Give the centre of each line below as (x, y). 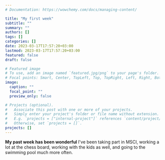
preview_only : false (30, 96)
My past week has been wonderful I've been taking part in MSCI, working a (82, 142)
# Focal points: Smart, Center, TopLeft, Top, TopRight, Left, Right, (79, 78)
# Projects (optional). (29, 105)
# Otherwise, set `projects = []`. (44, 124)
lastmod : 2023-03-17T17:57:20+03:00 (42, 50)
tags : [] (14, 37)
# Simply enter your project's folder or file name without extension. (82, 114)
